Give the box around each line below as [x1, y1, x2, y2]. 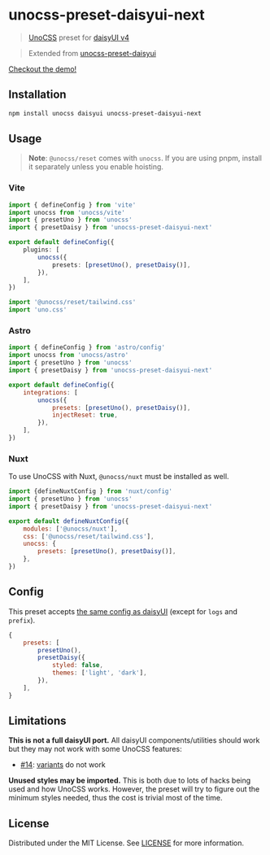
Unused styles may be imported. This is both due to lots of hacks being [8, 775, 251, 786]
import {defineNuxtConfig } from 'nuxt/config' [8, 487, 173, 495]
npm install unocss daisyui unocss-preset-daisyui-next [8, 109, 202, 117]
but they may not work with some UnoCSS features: [8, 744, 182, 754]
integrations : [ [23, 388, 79, 396]
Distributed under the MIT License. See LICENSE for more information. [8, 838, 245, 848]
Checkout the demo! [8, 63, 77, 74]
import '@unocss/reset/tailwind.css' [8, 299, 137, 307]
